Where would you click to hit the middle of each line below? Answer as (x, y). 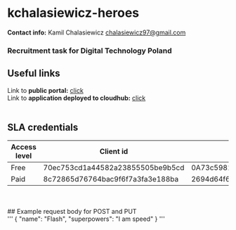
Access (24, 147)
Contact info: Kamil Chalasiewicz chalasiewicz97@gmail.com (97, 32)
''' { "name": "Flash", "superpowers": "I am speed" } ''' (86, 219)
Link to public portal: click (46, 90)
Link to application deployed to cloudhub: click (77, 98)
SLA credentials (43, 128)
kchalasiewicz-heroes (73, 13)
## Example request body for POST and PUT (72, 212)
